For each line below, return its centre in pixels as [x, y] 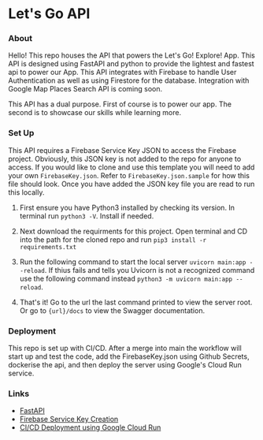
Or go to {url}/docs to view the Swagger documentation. [112, 310]
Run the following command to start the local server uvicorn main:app [133, 262]
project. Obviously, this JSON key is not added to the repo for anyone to [125, 158]
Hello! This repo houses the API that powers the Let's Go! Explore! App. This [132, 55]
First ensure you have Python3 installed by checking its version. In [127, 207]
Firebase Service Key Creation [69, 419]
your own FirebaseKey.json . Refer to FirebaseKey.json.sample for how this [129, 175]
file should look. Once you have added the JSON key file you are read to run [131, 184]
